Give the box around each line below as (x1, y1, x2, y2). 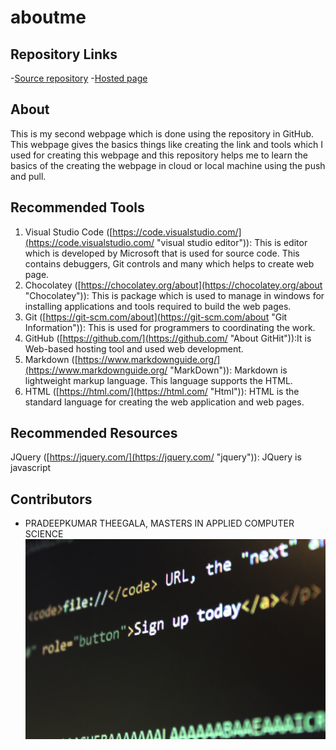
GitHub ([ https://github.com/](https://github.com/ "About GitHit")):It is (24, 332, 312, 344)
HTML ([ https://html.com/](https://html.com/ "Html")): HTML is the (24, 385, 300, 397)
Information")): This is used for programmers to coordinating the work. (24, 321, 316, 333)
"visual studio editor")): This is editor (156, 236, 308, 248)
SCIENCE (24, 528, 64, 540)
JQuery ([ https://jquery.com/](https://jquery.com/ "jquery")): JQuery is (10, 451, 302, 463)
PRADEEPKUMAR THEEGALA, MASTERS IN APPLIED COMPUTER (24, 517, 295, 530)
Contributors (10, 491, 93, 508)
